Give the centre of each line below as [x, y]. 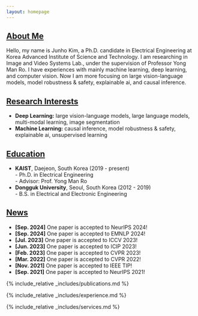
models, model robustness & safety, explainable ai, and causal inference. [96, 82]
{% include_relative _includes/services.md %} [63, 306]
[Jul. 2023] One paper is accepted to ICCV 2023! [76, 240]
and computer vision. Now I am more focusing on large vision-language [95, 76]
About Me [25, 36]
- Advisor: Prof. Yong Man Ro [51, 181]
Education [26, 154]
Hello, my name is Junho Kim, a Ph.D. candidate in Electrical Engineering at [99, 50]
